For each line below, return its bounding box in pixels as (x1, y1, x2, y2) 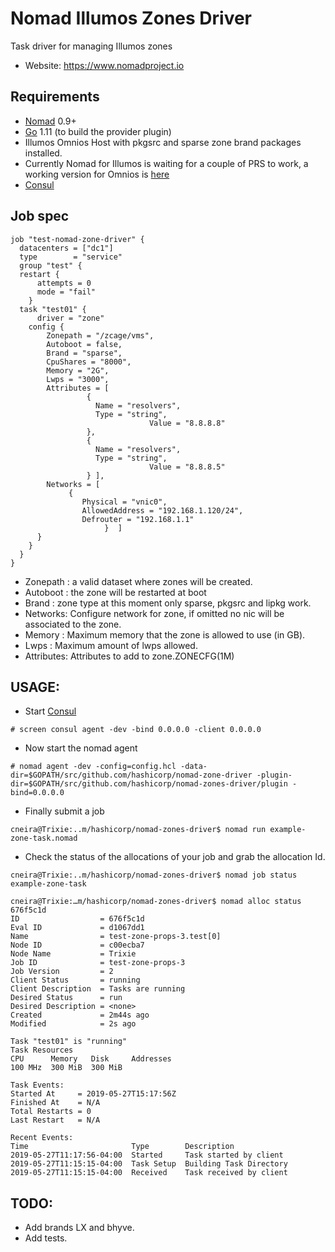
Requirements (10, 88, 100, 106)
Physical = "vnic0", (81, 497, 168, 507)
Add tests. (24, 1232, 68, 1244)
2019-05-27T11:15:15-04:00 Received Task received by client (10, 1168, 288, 1178)
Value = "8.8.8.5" (148, 462, 226, 472)
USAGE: (10, 678, 61, 696)
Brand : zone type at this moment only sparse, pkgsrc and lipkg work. (24, 597, 312, 609)
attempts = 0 (36, 278, 92, 288)
